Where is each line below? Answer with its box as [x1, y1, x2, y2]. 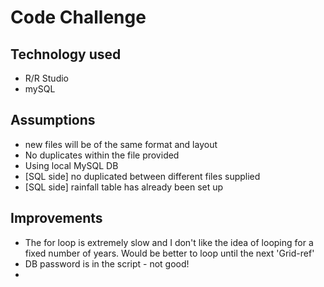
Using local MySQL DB [24, 159, 119, 171]
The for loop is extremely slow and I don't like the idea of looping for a [24, 236, 314, 248]
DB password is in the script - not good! [24, 257, 190, 270]
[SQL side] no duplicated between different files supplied [24, 170, 261, 182]
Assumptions [10, 112, 96, 129]
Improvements [10, 210, 103, 227]
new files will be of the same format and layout [24, 138, 218, 150]
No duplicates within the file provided [24, 149, 180, 161]
